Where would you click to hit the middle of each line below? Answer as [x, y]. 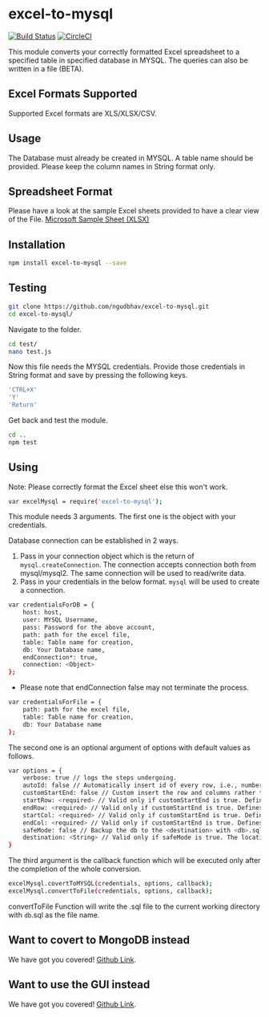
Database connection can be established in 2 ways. [93, 541]
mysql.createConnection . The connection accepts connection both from [138, 565]
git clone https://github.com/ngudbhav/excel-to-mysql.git [109, 306]
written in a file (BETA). [46, 68]
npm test [23, 442]
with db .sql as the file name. [54, 914]
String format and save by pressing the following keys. [98, 375]
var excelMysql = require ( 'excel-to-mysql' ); [85, 501]
